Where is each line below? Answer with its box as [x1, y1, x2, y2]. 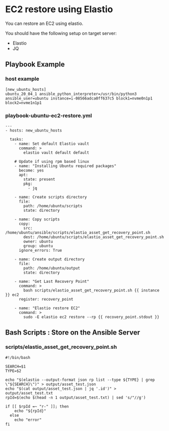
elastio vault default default [23, 150, 90, 155]
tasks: [10, 137, 24, 142]
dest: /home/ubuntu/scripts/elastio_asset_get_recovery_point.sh [23, 235, 164, 240]
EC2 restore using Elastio [5, 4, 113, 15]
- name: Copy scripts [14, 217, 60, 222]
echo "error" [14, 417, 42, 422]
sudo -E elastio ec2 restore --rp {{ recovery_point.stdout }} [23, 314, 159, 319]
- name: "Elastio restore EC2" [14, 306, 80, 311]
